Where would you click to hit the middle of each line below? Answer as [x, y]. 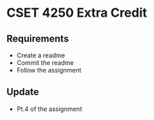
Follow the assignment [49, 70]
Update [23, 92]
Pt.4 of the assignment [49, 109]
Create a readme [41, 55]
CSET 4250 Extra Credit [77, 13]
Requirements [38, 39]
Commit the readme [45, 63]
